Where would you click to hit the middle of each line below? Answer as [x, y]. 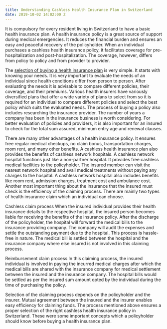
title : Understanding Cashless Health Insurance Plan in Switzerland [79, 10]
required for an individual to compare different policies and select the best [81, 102]
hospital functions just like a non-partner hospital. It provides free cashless [82, 159]
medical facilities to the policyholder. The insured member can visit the [78, 165]
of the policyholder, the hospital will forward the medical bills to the [74, 222]
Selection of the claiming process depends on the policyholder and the [78, 295]
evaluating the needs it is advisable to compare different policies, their [77, 86]
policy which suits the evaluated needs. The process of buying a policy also [83, 107]
